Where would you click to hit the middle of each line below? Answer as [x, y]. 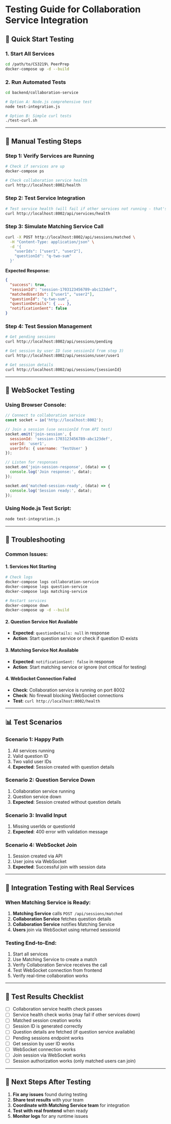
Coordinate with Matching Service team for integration [71, 1105]
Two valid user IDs [32, 761]
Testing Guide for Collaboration [73, 9]
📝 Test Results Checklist [45, 997]
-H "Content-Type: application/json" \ [52, 242]
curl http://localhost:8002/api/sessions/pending [59, 342]
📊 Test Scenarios [34, 722]
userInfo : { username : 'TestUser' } [49, 448]
